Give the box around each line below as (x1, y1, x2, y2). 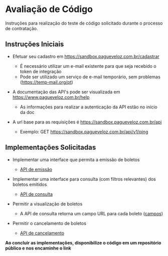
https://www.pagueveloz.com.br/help (12, 94, 90, 100)
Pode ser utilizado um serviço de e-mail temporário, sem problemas (20, 74, 160, 80)
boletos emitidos (12, 181, 47, 187)
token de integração (20, 68, 62, 74)
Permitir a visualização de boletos (12, 201, 83, 207)
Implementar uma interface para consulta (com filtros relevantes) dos (12, 176, 156, 182)
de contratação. (5, 25, 38, 31)
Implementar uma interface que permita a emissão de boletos (12, 157, 140, 163)
